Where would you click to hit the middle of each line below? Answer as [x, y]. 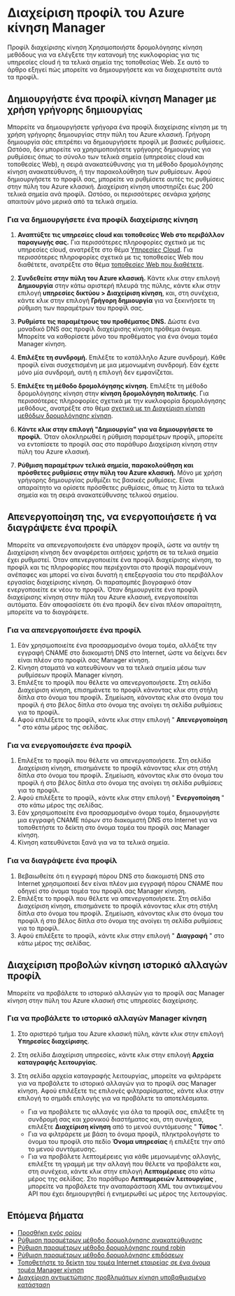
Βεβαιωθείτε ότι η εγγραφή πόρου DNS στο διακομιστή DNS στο [111, 876]
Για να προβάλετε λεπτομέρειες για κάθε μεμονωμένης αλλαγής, [124, 1156]
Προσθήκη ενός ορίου [49, 1232]
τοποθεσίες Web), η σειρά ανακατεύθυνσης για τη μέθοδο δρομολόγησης [115, 164]
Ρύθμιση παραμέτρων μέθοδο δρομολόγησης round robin [101, 1247]
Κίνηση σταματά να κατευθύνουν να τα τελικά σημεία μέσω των [112, 668]
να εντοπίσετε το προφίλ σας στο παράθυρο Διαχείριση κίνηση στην [117, 444]
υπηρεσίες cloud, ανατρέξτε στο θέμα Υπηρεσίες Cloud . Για [105, 250]
